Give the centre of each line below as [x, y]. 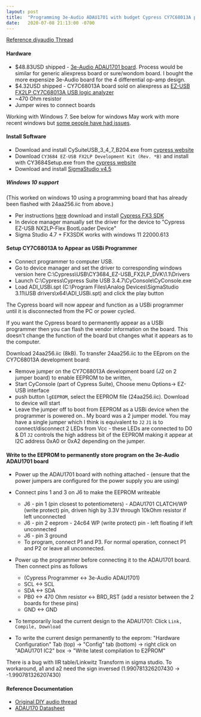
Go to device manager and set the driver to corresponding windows [98, 268]
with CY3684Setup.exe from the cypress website [75, 163]
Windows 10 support [33, 182]
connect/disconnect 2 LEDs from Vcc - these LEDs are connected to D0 [103, 428]
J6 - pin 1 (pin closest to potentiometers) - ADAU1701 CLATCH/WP [105, 504]
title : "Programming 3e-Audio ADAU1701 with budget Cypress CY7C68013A [99, 17]
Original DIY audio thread [46, 702]
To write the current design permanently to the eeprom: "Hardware [98, 638]
